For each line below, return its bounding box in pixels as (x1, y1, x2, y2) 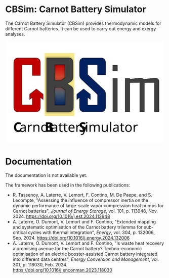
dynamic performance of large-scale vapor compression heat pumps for (12, 203, 164, 209)
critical (12, 229, 27, 236)
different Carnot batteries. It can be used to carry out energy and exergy (5, 25, 156, 31)
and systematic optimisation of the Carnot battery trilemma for (12, 224, 143, 230)
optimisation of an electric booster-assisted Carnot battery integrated (12, 251, 158, 257)
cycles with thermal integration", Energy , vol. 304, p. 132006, (27, 229, 155, 236)
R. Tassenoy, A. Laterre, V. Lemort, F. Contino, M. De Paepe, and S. (12, 192, 153, 198)
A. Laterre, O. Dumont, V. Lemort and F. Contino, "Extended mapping (12, 219, 156, 225)
